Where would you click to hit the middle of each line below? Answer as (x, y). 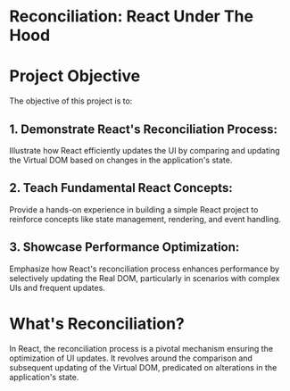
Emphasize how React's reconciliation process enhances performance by (144, 269)
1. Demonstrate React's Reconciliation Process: (144, 129)
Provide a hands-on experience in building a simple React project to (134, 209)
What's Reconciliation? (97, 324)
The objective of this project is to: (71, 101)
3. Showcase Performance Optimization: (124, 247)
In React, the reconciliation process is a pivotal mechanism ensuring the (141, 348)
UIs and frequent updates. (57, 287)
